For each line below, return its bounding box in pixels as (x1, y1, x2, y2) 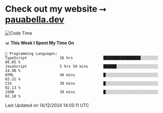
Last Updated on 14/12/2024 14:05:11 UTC (5, 102, 89, 108)
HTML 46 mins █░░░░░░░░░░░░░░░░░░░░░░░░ (5, 72, 159, 77)
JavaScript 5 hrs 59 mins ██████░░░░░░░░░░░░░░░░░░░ (5, 64, 159, 69)
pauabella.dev (5, 14, 64, 25)
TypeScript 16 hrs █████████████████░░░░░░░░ (5, 55, 159, 60)
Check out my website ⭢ (5, 3, 106, 15)
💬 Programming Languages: (5, 51, 58, 56)
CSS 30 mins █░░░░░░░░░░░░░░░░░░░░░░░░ (5, 81, 159, 86)
